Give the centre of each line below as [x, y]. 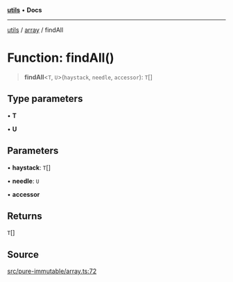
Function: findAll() [61, 58]
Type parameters [45, 99]
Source [23, 255]
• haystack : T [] [29, 167]
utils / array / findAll [35, 30]
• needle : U [23, 181]
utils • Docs [25, 10]
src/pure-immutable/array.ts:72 [52, 271]
